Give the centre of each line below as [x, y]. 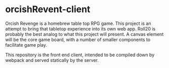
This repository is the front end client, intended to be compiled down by [80, 55]
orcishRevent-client [48, 9]
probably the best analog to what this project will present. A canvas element [85, 34]
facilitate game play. [26, 45]
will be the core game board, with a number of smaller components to [78, 40]
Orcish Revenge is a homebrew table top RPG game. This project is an [78, 23]
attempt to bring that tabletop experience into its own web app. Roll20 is [80, 28]
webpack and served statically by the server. [52, 60]
